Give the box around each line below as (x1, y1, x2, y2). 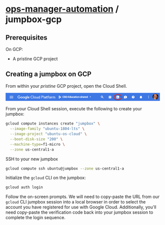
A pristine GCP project (12, 56, 58, 62)
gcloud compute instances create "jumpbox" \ (5, 121, 100, 126)
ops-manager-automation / (5, 3, 119, 15)
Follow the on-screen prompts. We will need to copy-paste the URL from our (5, 194, 160, 200)
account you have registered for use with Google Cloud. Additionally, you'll (5, 204, 156, 210)
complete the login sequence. (5, 215, 66, 221)
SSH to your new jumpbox (5, 156, 58, 162)
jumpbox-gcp (5, 14, 62, 25)
